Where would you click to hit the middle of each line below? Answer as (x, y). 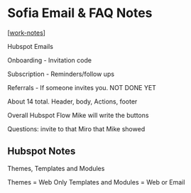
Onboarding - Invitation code (50, 60)
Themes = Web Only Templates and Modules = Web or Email (96, 182)
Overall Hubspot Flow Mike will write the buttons (78, 115)
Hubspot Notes (42, 151)
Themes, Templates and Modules (56, 168)
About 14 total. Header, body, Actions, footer (72, 101)
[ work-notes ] (27, 33)
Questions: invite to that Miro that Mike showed (76, 128)
